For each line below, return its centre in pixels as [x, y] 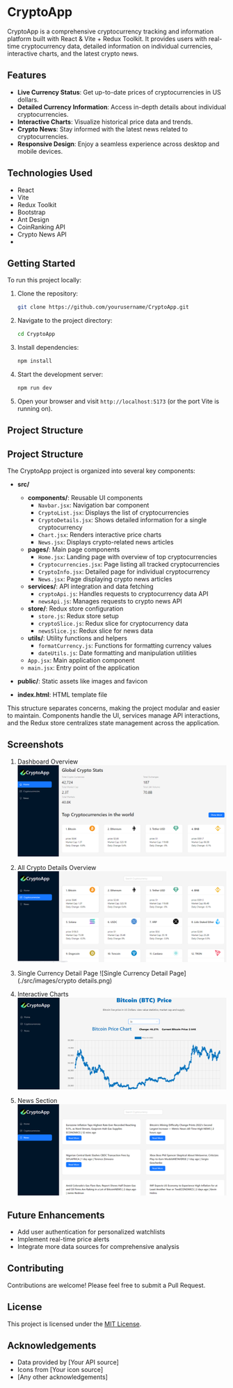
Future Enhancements [56, 1215]
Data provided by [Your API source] [68, 1362]
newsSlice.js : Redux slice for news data [96, 631]
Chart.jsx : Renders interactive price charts [100, 535]
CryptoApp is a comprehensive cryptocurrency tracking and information [111, 31]
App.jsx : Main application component [81, 661]
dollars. [28, 99]
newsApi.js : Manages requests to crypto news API [110, 602]
